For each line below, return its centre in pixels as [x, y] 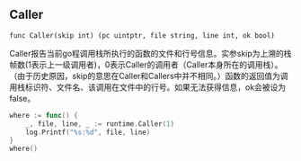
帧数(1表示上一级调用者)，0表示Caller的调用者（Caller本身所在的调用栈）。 [146, 64]
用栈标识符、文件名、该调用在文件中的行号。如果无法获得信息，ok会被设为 [148, 87]
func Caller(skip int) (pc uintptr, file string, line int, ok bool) [142, 35]
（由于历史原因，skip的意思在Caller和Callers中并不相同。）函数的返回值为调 [149, 76]
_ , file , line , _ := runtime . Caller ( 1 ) [100, 124]
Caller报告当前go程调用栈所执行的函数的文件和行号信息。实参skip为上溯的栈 [150, 53]
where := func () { [44, 115]
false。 [22, 98]
